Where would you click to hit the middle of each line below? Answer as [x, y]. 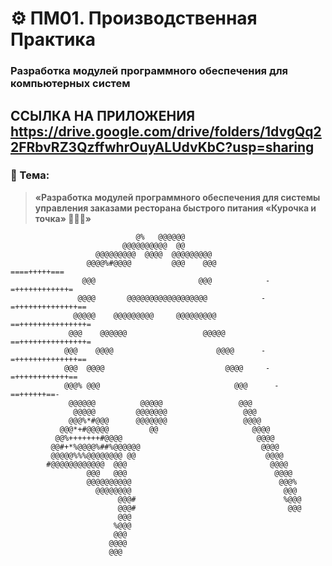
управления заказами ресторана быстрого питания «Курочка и [175, 208]
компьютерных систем [70, 84]
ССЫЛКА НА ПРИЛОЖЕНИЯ [103, 115]
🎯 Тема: [30, 175]
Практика [53, 39]
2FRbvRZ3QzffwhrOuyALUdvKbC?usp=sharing [162, 147]
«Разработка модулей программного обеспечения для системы [177, 197]
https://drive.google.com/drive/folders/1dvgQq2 [166, 131]
